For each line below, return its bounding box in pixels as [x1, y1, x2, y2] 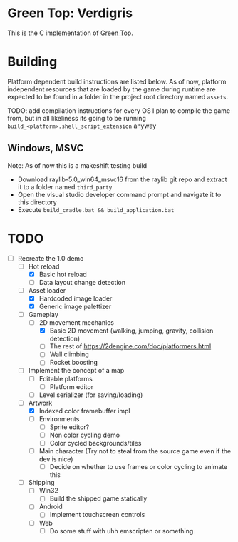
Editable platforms [38, 374, 93, 383]
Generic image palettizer [38, 302, 112, 311]
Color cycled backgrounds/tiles [49, 439, 142, 447]
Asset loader [28, 286, 66, 294]
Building [7, 54, 58, 70]
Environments [38, 414, 80, 423]
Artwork [28, 398, 53, 407]
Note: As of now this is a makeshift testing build [7, 161, 148, 169]
